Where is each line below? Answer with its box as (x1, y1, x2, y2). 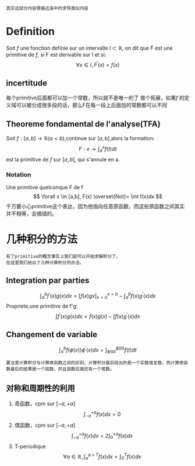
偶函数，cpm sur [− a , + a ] (14, 422, 76, 429)
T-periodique (14, 443, 47, 450)
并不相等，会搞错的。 (6, 210, 57, 217)
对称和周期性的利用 (6, 384, 75, 393)
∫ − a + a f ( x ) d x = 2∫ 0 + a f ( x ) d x (71, 432, 133, 440)
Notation (6, 170, 31, 178)
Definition (6, 25, 55, 38)
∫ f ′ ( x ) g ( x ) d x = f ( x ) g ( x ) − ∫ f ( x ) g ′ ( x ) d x (55, 312, 140, 320)
